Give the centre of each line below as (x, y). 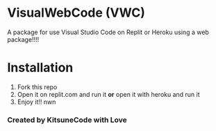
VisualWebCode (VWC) (76, 13)
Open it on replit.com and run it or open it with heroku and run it (108, 94)
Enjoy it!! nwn (36, 102)
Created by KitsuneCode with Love (67, 120)
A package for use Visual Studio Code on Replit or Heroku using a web (108, 32)
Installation (40, 68)
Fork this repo (37, 87)
